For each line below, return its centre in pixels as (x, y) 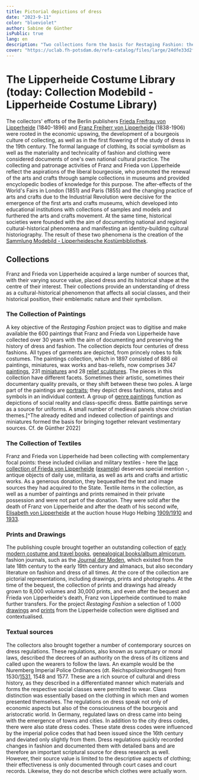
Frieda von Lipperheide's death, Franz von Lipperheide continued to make (96, 598)
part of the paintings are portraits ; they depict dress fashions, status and (94, 390)
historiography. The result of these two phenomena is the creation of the (95, 234)
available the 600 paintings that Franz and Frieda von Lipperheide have (93, 333)
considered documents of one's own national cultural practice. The (88, 159)
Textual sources (30, 632)
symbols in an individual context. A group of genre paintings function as (94, 396)
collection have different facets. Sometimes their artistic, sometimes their (95, 378)
